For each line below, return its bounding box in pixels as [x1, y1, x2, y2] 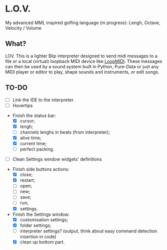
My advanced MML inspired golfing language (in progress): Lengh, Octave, [5, 20, 160, 26]
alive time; [20, 135, 42, 141]
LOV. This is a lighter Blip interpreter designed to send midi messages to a [5, 53, 158, 59]
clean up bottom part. [20, 239, 65, 245]
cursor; [20, 117, 35, 123]
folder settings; [20, 222, 52, 228]
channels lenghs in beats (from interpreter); [20, 129, 110, 135]
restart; [20, 177, 35, 183]
